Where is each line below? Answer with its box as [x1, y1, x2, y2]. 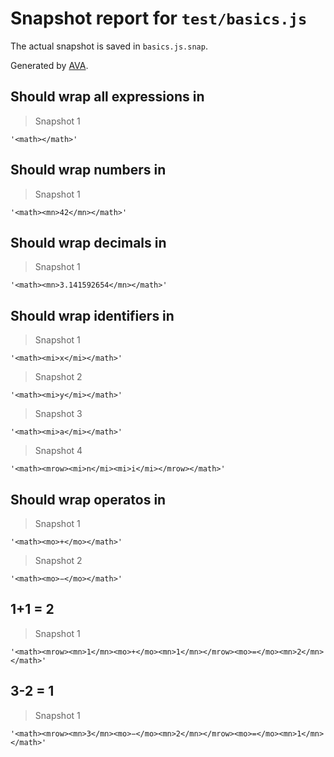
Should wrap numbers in [10, 162, 167, 179]
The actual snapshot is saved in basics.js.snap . [10, 40, 208, 52]
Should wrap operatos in [10, 491, 167, 508]
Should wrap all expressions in [10, 88, 205, 106]
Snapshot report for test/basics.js [10, 7, 308, 30]
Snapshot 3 [34, 408, 83, 420]
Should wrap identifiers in [10, 307, 175, 324]
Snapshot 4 [34, 445, 83, 457]
